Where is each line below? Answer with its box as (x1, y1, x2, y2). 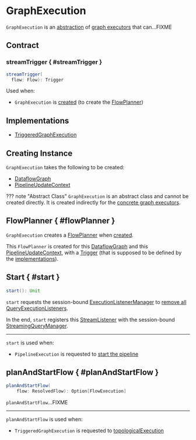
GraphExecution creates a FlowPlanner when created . (6, 231, 134, 238)
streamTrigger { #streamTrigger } (6, 58, 103, 66)
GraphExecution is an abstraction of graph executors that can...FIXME (6, 23, 172, 30)
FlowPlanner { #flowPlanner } (6, 216, 116, 226)
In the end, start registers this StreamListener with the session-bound (6, 316, 175, 323)
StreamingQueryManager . (6, 322, 68, 329)
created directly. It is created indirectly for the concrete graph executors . (6, 199, 181, 206)
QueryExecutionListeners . (6, 305, 68, 312)
